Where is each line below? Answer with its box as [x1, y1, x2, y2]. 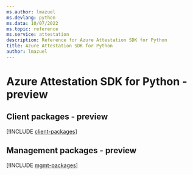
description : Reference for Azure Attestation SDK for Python [6, 37, 167, 43]
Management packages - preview [6, 145, 137, 156]
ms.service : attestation [6, 32, 69, 38]
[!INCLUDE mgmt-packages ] [6, 162, 78, 169]
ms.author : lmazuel [6, 9, 56, 15]
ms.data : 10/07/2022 [6, 20, 59, 26]
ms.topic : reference [6, 26, 59, 32]
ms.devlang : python [6, 15, 56, 21]
